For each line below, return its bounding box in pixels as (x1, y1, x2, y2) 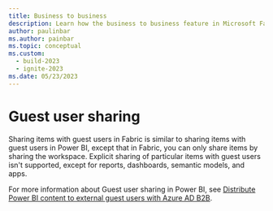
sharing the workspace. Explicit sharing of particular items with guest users (8, 151, 262, 161)
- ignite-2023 (15, 65, 63, 73)
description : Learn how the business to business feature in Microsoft (8, 19, 256, 28)
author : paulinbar (8, 27, 71, 35)
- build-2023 (15, 58, 60, 66)
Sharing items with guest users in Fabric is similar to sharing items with (8, 134, 246, 144)
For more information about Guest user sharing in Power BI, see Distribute (8, 184, 256, 194)
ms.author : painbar (8, 34, 75, 43)
